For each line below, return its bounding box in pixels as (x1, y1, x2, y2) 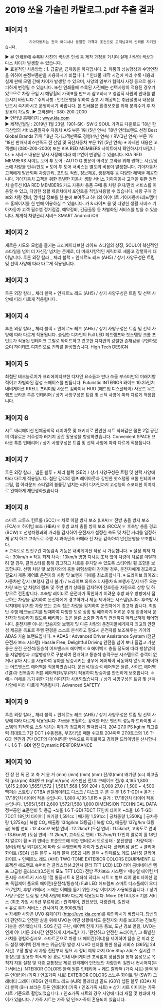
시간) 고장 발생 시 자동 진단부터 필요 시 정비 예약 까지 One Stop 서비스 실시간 (5, 948, 151, 954)
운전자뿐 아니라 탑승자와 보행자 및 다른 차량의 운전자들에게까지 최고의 (15, 621, 147, 627)
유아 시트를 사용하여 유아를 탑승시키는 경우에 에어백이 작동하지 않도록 (14, 657, 145, 663)
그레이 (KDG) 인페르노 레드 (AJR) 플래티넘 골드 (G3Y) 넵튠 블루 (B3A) (18, 978, 152, 984)
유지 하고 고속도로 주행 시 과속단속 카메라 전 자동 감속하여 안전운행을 (10, 535, 140, 541)
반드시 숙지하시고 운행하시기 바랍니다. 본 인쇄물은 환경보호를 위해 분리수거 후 (5, 103, 151, 108)
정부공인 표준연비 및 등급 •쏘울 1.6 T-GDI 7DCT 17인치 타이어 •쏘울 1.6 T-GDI (5, 807, 153, 813)
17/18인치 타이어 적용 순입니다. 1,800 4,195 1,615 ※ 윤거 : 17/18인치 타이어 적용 (5, 795, 154, 801)
